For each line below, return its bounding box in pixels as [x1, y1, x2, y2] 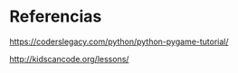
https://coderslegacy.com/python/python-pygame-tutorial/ [9, 36, 229, 47]
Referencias [9, 6, 102, 27]
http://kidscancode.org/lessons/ [9, 53, 129, 64]
